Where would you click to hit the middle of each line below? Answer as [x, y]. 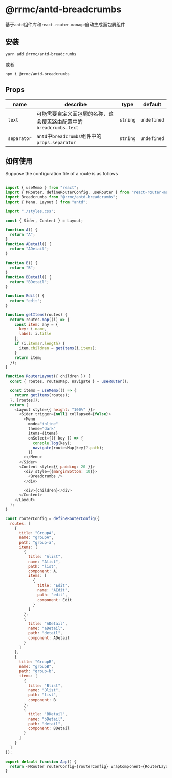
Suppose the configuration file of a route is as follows [62, 174]
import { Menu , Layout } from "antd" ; [47, 202]
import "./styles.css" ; [31, 211]
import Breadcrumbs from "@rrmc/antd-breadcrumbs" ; [61, 197]
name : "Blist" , [44, 690]
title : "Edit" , [54, 586]
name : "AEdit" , [54, 590]
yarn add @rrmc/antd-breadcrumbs [41, 54]
